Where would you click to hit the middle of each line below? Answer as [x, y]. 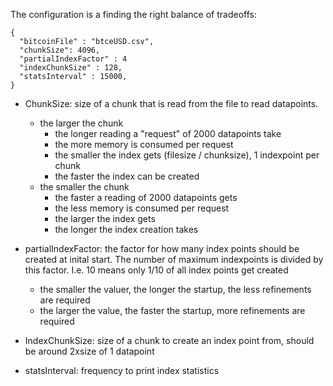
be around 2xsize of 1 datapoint [89, 351]
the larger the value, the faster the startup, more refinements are [172, 310]
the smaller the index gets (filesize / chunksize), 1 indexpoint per [187, 155]
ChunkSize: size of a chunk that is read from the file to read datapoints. [171, 103]
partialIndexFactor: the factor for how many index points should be [162, 248]
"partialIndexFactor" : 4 [73, 59]
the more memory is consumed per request [144, 144]
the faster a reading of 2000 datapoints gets [146, 197]
